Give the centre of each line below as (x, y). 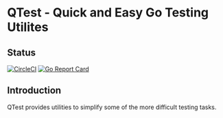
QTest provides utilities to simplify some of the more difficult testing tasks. (112, 107)
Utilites (28, 27)
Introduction (34, 91)
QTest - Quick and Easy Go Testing (108, 13)
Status (22, 52)
